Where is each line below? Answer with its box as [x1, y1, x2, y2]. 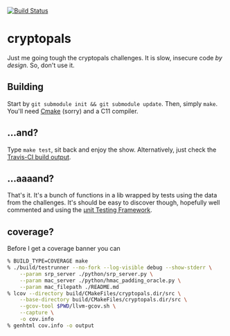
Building [7, 81, 44, 93]
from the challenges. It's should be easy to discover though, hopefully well [7, 198, 220, 207]
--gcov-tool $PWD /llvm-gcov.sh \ [19, 303, 116, 310]
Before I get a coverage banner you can [7, 245, 121, 253]
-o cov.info [19, 316, 54, 323]
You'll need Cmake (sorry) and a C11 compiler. [7, 107, 139, 115]
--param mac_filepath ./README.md [19, 283, 119, 290]
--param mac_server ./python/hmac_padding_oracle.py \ [19, 277, 182, 284]
